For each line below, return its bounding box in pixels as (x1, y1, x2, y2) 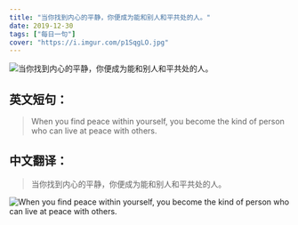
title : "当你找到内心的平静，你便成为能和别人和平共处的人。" (9, 12, 211, 22)
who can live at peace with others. (30, 125, 157, 136)
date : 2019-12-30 (9, 21, 74, 30)
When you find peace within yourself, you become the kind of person (30, 117, 285, 127)
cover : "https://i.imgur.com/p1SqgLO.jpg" (9, 37, 169, 47)
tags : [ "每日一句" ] (9, 29, 77, 38)
